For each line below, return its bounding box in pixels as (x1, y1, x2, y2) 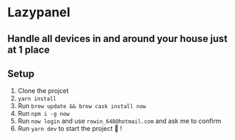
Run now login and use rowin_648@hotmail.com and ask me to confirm (17, 117, 222, 125)
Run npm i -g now (17, 109, 70, 118)
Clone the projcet (17, 87, 69, 95)
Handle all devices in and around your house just (7, 33, 228, 45)
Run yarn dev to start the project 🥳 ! (17, 124, 122, 133)
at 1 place (7, 43, 50, 55)
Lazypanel (7, 4, 70, 21)
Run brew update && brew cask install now (17, 102, 147, 110)
